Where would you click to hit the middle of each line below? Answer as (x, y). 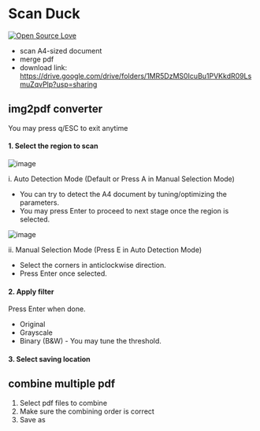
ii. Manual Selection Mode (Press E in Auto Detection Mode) (105, 250)
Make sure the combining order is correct (87, 411)
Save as (32, 419)
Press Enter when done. (47, 309)
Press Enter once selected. (63, 273)
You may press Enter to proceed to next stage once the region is (124, 210)
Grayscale (36, 333)
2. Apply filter (31, 292)
